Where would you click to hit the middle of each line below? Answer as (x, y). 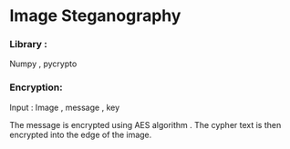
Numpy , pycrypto (43, 64)
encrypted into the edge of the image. (81, 134)
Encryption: (36, 87)
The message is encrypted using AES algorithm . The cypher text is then (145, 124)
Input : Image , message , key (65, 107)
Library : (29, 45)
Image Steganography (95, 16)
